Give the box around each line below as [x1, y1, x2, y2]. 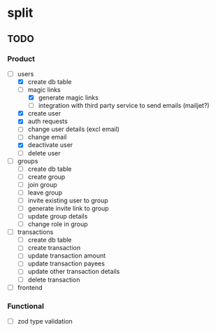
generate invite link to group [27, 204, 110, 212]
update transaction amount [27, 251, 106, 260]
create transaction [27, 244, 81, 252]
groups [17, 156, 38, 165]
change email [27, 133, 67, 141]
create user [27, 109, 62, 118]
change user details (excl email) [27, 125, 120, 134]
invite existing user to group [27, 196, 108, 205]
